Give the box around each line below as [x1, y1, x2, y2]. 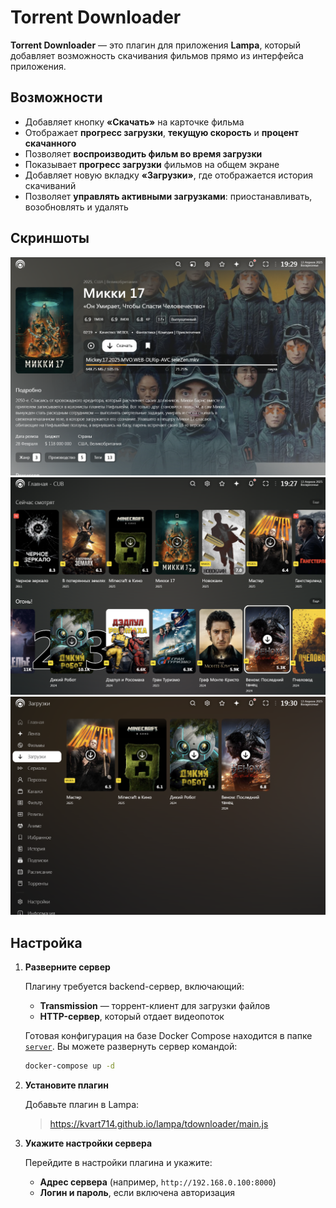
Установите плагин [24, 1079, 109, 1091]
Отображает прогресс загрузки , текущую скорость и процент [24, 126, 299, 138]
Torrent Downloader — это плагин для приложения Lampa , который [10, 39, 301, 51]
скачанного [24, 137, 77, 149]
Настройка [10, 934, 83, 951]
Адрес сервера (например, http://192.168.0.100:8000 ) [39, 1176, 277, 1188]
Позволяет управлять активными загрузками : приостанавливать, [24, 190, 313, 202]
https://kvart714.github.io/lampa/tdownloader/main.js [49, 1118, 269, 1130]
